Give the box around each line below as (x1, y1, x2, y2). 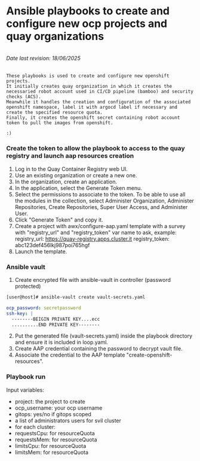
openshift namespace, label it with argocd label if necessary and (6, 105, 178, 110)
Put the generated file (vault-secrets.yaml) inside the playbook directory (14, 333, 193, 340)
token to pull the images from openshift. (6, 120, 113, 126)
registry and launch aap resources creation (6, 152, 134, 160)
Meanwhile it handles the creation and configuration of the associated (6, 99, 191, 105)
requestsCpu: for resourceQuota (14, 429, 96, 437)
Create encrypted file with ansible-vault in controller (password (14, 276, 171, 283)
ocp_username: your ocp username (14, 404, 103, 411)
